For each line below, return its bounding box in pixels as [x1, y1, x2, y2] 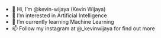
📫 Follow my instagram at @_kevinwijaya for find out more [11, 25, 155, 32]
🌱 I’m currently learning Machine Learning [11, 18, 114, 25]
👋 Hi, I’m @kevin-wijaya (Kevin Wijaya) [11, 6, 106, 12]
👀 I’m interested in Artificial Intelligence [11, 12, 108, 19]
